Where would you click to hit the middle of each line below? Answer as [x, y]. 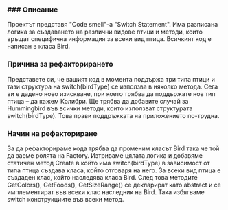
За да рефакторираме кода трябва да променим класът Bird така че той [113, 148]
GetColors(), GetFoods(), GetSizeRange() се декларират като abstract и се [114, 185]
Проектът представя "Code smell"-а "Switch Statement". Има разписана [113, 25]
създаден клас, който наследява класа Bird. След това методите [102, 177]
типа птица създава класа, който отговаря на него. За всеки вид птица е [114, 170]
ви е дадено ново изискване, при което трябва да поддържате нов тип [111, 93]
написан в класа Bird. [39, 47]
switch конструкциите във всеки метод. [66, 199]
